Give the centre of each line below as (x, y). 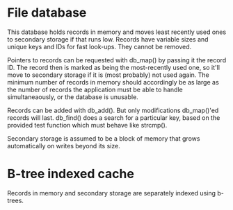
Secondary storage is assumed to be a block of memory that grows (104, 138)
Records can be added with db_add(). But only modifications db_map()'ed (113, 110)
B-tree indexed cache (71, 174)
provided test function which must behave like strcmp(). (87, 125)
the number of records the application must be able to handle (95, 89)
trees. (16, 200)
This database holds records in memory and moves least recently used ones (117, 32)
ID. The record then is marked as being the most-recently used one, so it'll (114, 67)
